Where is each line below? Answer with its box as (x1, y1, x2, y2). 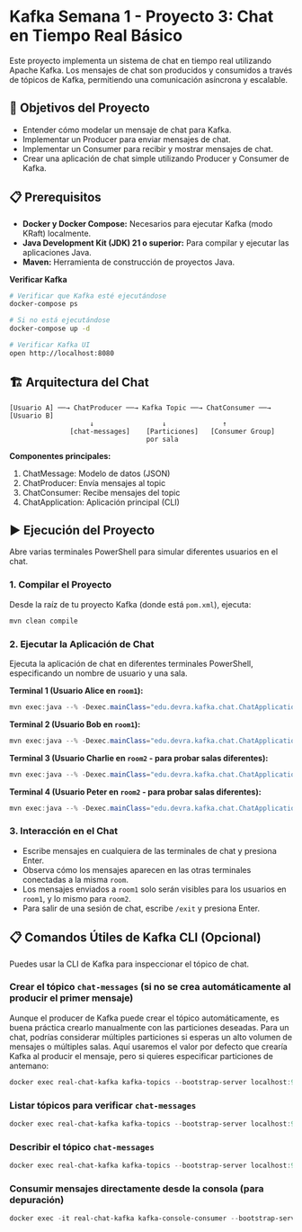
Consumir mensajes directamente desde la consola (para (9, 1182, 264, 1194)
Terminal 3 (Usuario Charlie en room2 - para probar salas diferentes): (9, 752, 269, 763)
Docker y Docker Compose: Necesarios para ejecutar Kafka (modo (22, 218, 273, 229)
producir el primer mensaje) (9, 992, 134, 1004)
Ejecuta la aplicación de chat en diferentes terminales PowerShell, (9, 658, 253, 669)
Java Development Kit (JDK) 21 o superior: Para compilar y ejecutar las (22, 237, 289, 248)
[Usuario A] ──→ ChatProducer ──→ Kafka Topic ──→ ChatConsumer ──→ (9, 403, 271, 412)
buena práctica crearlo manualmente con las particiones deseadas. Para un (9, 1021, 289, 1032)
